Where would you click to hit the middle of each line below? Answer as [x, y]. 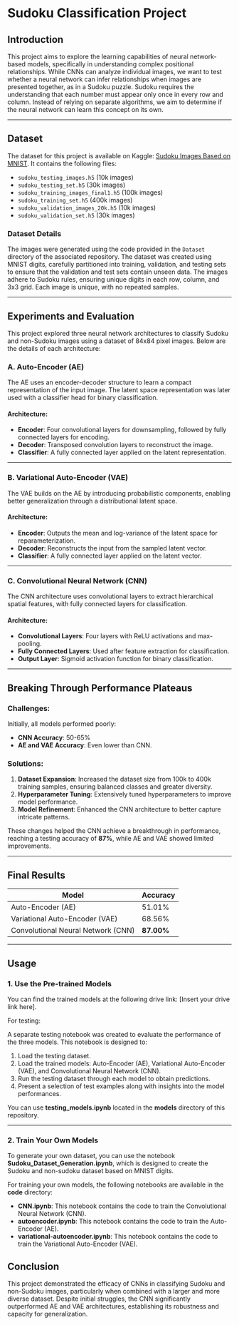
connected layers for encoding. [64, 437]
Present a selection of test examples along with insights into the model [121, 1086]
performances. [39, 1093]
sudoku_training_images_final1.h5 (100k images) [90, 192]
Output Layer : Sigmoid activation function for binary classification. [115, 659]
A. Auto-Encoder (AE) [46, 367]
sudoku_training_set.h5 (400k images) [75, 200]
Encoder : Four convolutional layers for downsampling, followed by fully [122, 430]
